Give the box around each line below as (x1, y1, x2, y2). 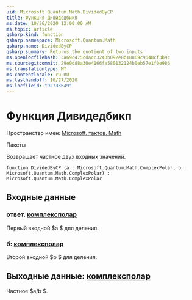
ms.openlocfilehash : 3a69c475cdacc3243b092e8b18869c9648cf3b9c (6, 54, 171, 60)
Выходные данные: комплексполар (6, 271, 151, 282)
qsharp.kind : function (6, 32, 64, 38)
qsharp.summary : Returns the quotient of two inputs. (6, 49, 146, 55)
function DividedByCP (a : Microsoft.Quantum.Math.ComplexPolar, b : (6, 164, 187, 171)
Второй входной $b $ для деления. (6, 253, 98, 260)
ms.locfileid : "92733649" (6, 83, 72, 89)
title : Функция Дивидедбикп (6, 15, 78, 21)
